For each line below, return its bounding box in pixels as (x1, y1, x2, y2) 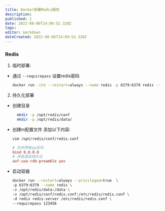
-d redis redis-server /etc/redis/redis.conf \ (12, 196, 112, 201)
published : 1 (5, 16, 32, 21)
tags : (5, 26, 16, 30)
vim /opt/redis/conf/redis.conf (12, 136, 79, 141)
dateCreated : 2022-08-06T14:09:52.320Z (5, 35, 87, 40)
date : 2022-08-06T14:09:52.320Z (5, 21, 71, 26)
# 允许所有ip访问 (12, 145, 43, 150)
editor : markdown (5, 30, 41, 35)
